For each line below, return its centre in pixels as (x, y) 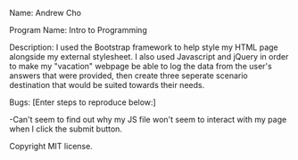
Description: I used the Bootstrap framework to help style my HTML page (144, 47)
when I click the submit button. (66, 129)
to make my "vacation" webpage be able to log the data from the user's (141, 66)
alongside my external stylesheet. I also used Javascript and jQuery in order (149, 56)
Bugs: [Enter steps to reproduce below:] (83, 102)
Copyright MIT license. (51, 146)
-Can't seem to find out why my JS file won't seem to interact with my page (148, 120)
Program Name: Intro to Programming (78, 30)
